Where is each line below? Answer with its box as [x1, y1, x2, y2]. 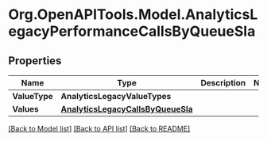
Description [200, 78, 246, 88]
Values [12, 104, 40, 114]
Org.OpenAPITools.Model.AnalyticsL [8, 6, 258, 24]
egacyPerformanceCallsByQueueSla [8, 22, 256, 40]
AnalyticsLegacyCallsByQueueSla [60, 104, 193, 114]
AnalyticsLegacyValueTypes [60, 91, 172, 101]
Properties [8, 54, 62, 67]
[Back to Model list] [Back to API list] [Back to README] [8, 124, 191, 133]
